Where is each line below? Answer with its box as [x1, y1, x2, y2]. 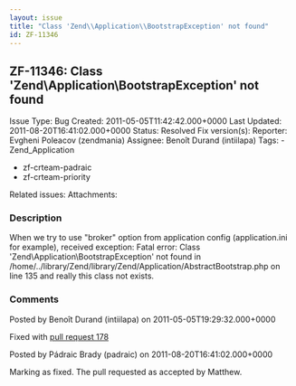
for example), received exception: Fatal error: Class [9, 241, 201, 253]
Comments [9, 293, 59, 306]
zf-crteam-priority [22, 172, 91, 183]
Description [9, 212, 62, 224]
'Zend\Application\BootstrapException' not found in [9, 251, 202, 262]
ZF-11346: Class [9, 63, 103, 79]
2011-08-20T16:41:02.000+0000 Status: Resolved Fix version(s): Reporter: [9, 126, 288, 137]
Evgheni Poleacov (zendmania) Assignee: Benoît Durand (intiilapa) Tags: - [9, 135, 285, 146]
